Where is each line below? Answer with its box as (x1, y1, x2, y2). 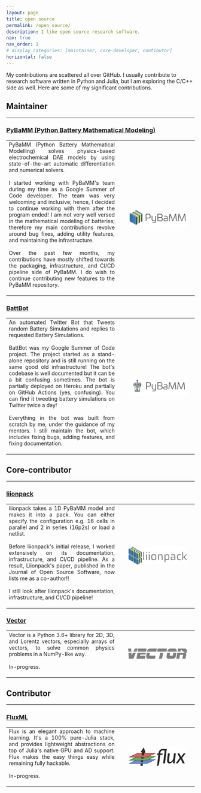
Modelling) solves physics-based (8, 147, 115, 154)
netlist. (8, 530, 26, 537)
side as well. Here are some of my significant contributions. (6, 84, 153, 91)
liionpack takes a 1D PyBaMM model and (8, 504, 115, 512)
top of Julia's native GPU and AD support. (8, 747, 115, 754)
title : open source (6, 16, 55, 22)
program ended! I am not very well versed (8, 211, 115, 218)
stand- (98, 350, 115, 358)
